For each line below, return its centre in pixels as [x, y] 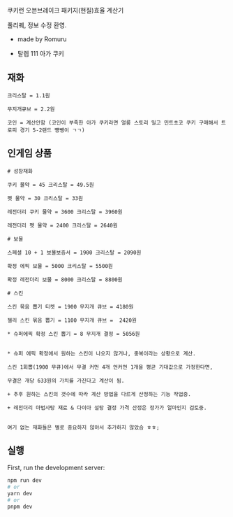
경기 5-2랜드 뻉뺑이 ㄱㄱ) [52, 130]
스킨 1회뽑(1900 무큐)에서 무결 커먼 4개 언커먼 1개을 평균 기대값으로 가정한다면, [110, 367]
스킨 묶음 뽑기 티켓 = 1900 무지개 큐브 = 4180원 [70, 306]
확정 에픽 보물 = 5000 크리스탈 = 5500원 [60, 266]
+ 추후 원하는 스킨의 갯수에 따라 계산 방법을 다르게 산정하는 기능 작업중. [99, 394]
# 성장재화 [20, 171]
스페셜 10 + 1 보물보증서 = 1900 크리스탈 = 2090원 [74, 253]
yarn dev [20, 494]
